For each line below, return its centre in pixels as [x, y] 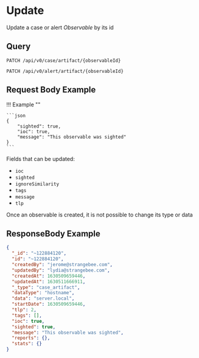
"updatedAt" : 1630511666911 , [49, 281]
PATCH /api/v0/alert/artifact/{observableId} [65, 71]
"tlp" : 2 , [24, 310]
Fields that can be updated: [40, 159]
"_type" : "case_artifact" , [46, 287]
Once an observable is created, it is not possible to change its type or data [100, 215]
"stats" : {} [27, 344]
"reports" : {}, [31, 338]
